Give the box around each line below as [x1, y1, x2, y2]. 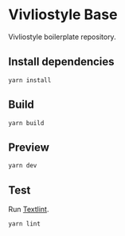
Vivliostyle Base [8, 6, 118, 24]
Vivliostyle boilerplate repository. [8, 32, 117, 41]
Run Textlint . [8, 205, 49, 214]
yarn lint [8, 220, 41, 228]
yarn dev [8, 162, 37, 170]
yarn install [8, 76, 52, 85]
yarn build [8, 119, 45, 127]
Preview [8, 140, 50, 154]
